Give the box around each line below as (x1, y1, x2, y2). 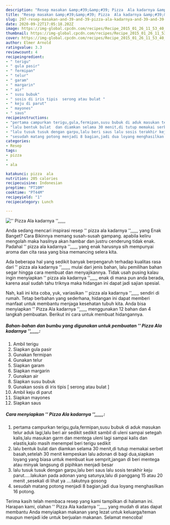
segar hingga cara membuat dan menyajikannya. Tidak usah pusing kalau (6, 269, 158, 275)
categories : (6, 139, 31, 144)
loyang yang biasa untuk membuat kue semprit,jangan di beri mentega (13, 456, 160, 462)
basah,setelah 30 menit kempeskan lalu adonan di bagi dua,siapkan (13, 451, 154, 457)
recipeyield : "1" (6, 195, 42, 200)
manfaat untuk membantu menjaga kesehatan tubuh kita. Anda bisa (6, 301, 146, 307)
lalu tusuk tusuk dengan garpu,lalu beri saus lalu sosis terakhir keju (13, 467, 153, 473)
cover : (6, 36, 20, 41)
